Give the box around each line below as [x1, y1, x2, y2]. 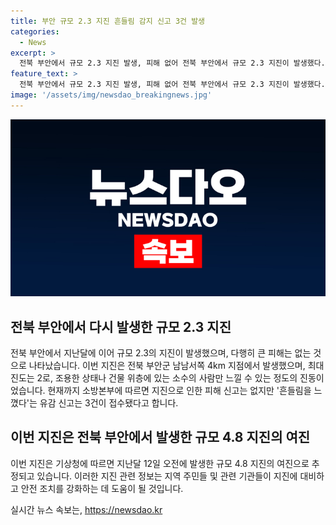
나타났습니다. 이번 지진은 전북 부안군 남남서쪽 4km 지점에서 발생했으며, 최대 [28, 360, 325, 372]
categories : [10, 26, 60, 37]
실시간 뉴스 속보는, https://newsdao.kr [10, 503, 163, 515]
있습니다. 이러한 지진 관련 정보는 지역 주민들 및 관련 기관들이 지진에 [36, 470, 298, 482]
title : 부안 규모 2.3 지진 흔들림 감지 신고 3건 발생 [10, 16, 206, 26]
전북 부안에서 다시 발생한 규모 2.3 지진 [10, 318, 232, 335]
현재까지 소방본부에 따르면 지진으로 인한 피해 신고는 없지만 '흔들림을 [47, 385, 312, 397]
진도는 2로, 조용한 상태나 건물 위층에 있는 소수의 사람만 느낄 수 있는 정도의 [10, 372, 298, 384]
